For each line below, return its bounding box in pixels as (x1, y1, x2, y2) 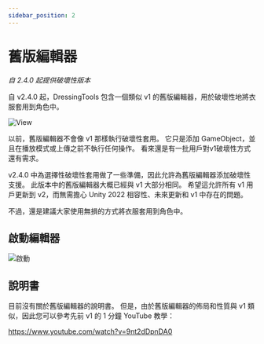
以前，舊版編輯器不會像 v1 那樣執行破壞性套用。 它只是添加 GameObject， (8, 134, 249, 143)
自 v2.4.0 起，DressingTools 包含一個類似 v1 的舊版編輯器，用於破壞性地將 (8, 92, 249, 101)
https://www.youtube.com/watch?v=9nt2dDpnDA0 (8, 327, 173, 336)
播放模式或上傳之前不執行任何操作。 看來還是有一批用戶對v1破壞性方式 (21, 143, 251, 153)
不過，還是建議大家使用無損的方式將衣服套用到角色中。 (8, 206, 187, 216)
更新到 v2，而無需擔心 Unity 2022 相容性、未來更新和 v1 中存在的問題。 (14, 189, 247, 199)
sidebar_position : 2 (8, 11, 76, 20)
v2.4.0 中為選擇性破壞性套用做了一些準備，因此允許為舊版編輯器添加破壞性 (8, 170, 251, 179)
